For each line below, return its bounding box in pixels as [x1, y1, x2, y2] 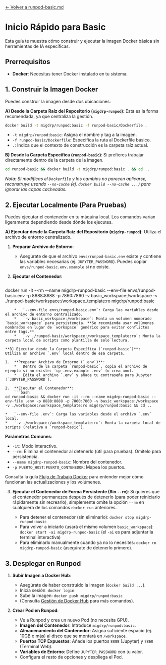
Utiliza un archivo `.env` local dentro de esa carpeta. [5, 351, 125, 356]
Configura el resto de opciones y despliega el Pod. [19, 654, 123, 660]
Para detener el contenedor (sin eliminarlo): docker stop [19, 514, 134, 520]
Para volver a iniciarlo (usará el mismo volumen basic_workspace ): [19, 524, 154, 530]
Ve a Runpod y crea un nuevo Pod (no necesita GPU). [19, 617, 129, 623]
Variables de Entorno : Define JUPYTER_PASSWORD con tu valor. [19, 649, 143, 655]
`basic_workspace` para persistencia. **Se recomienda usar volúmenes [5, 321, 154, 326]
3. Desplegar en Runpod [5, 559, 81, 568]
